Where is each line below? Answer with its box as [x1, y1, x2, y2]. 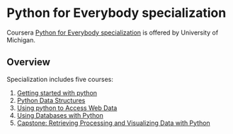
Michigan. [6, 35, 36, 44]
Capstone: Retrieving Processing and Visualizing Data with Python [16, 118, 210, 127]
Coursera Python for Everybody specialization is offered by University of [6, 28, 219, 37]
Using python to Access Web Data [16, 104, 118, 112]
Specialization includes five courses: [6, 75, 114, 83]
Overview [6, 56, 51, 68]
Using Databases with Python [16, 111, 103, 119]
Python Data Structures [16, 96, 86, 104]
